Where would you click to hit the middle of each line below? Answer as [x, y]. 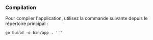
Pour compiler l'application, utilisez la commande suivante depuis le [76, 18]
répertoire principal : [27, 23]
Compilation [21, 7]
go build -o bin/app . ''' [34, 33]
